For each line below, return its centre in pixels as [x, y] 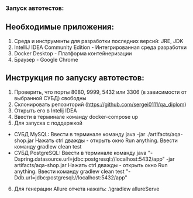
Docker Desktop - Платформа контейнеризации [73, 53]
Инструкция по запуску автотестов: [75, 78]
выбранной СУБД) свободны [50, 98]
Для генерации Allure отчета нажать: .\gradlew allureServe [87, 189]
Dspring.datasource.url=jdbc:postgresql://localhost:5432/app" [89, 159]
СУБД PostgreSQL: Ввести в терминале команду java [80, 153]
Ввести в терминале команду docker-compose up [76, 116]
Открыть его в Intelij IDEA [45, 110]
